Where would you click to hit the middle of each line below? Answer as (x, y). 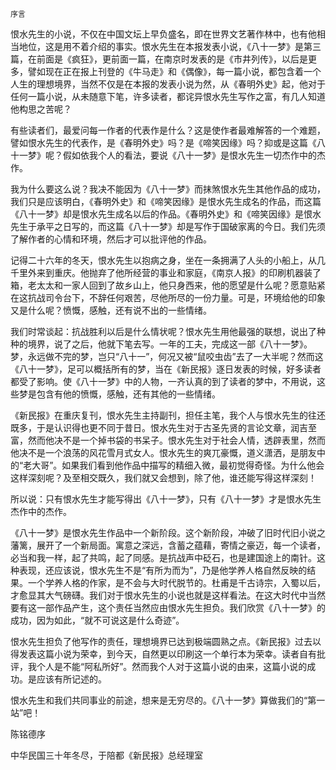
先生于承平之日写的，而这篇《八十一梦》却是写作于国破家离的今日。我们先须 (168, 226)
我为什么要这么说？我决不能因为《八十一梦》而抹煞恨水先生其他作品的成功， (168, 189)
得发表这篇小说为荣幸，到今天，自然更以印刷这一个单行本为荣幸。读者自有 (163, 654)
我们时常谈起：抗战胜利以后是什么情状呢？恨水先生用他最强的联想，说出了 (163, 331)
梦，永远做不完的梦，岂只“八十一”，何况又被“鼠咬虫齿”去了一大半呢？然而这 (167, 356)
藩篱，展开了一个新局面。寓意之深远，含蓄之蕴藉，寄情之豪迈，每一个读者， (168, 545)
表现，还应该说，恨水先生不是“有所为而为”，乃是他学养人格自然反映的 (163, 570)
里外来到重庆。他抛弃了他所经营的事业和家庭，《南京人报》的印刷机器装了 (170, 272)
